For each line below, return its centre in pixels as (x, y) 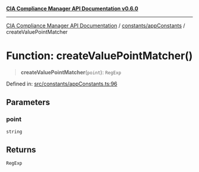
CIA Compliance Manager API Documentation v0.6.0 (72, 9)
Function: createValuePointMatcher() (99, 56)
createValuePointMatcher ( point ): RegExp (71, 72)
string (14, 132)
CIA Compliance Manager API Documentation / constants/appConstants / (96, 26)
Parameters (28, 102)
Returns (21, 150)
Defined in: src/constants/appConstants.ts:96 (62, 84)
